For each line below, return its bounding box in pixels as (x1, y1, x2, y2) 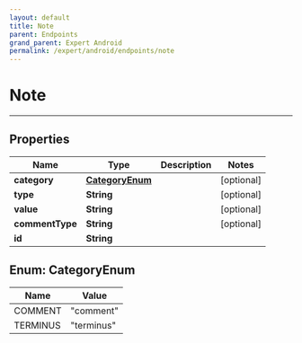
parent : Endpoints (9, 30, 78, 39)
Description (160, 158, 212, 171)
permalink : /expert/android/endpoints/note (9, 47, 175, 56)
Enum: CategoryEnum (9, 262, 136, 278)
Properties (9, 132, 70, 147)
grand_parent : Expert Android (9, 38, 123, 48)
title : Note (9, 22, 54, 31)
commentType (13, 217, 78, 230)
